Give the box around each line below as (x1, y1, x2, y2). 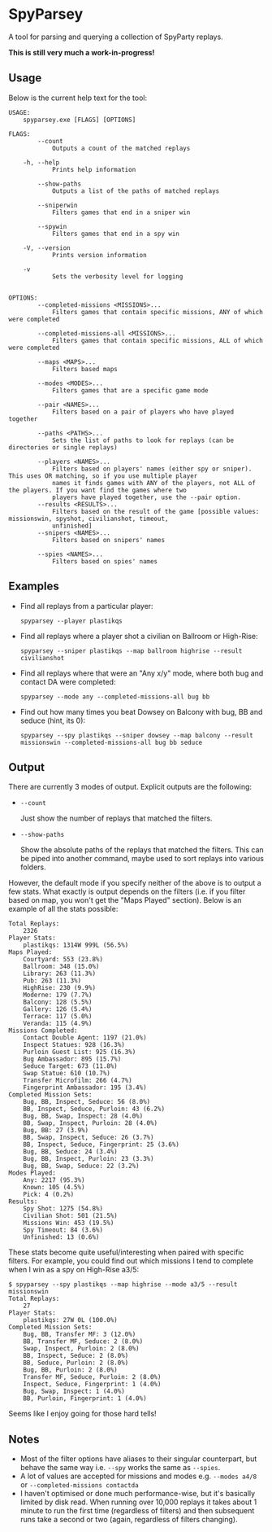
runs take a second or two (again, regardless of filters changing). (19, 1515, 238, 1525)
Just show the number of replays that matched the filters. (19, 813, 213, 823)
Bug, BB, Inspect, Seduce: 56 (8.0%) (23, 1098, 151, 1106)
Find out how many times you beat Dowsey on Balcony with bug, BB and (19, 707, 263, 716)
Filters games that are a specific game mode (51, 386, 209, 395)
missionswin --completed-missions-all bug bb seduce (19, 738, 203, 746)
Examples (8, 580, 59, 593)
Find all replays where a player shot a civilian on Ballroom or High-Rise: (19, 631, 258, 641)
